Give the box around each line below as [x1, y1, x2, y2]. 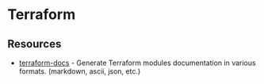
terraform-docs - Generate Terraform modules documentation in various [18, 58, 256, 67]
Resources [7, 37, 62, 51]
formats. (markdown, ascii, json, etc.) [18, 67, 141, 76]
